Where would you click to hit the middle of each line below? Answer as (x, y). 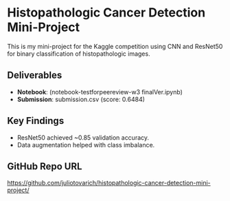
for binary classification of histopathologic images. (79, 54)
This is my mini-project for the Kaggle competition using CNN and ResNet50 (115, 46)
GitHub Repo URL (45, 166)
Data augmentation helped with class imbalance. (86, 145)
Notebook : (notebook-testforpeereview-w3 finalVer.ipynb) (100, 92)
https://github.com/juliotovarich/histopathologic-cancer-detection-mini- (109, 183)
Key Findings (36, 121)
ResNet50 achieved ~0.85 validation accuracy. (83, 137)
